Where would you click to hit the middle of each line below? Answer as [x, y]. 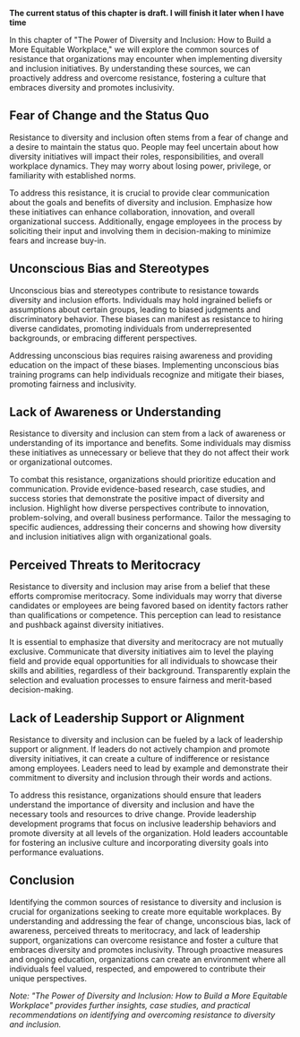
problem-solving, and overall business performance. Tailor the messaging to [150, 518]
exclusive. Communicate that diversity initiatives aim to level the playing [141, 652]
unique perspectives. [48, 978]
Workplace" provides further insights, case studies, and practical [130, 1005]
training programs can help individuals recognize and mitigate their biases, [147, 374]
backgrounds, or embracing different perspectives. [103, 338]
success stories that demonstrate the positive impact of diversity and [137, 499]
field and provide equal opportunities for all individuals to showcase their [143, 661]
